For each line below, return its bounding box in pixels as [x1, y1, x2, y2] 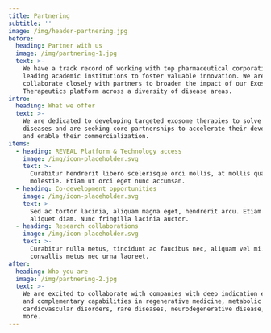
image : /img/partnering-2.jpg [15, 275, 117, 283]
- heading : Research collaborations [15, 222, 139, 230]
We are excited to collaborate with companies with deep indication [23, 290, 258, 298]
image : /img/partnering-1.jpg [15, 49, 117, 57]
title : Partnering [8, 11, 70, 20]
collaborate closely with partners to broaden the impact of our [23, 79, 248, 87]
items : [8, 139, 31, 148]
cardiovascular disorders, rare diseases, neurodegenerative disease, [23, 305, 265, 313]
